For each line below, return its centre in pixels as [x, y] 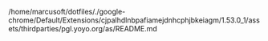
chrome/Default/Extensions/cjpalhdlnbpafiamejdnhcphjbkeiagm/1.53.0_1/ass [134, 20]
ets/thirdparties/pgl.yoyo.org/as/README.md [83, 29]
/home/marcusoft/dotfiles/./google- [67, 12]
